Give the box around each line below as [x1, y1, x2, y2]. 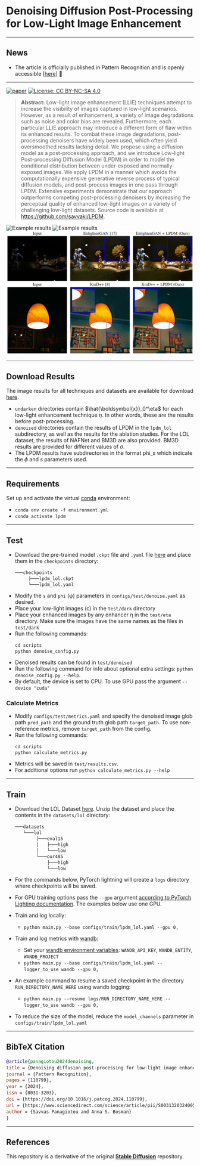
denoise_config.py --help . [14, 671, 81, 678]
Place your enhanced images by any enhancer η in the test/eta [14, 611, 171, 618]
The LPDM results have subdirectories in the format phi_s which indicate [14, 449, 193, 457]
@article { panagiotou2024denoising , [6, 1058, 95, 1065]
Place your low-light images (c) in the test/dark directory [14, 604, 156, 612]
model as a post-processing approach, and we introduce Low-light [20, 149, 185, 156]
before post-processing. [14, 418, 75, 425]
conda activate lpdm [14, 514, 66, 520]
